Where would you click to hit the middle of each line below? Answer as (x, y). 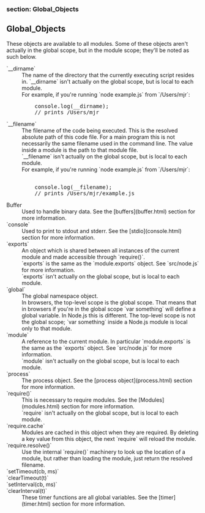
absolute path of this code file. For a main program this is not (99, 137)
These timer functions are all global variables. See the (90, 497)
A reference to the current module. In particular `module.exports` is (106, 341)
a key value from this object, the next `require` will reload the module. (109, 438)
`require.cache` (26, 426)
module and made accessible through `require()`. (83, 257)
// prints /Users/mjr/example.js (85, 193)
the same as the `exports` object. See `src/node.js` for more (97, 348)
